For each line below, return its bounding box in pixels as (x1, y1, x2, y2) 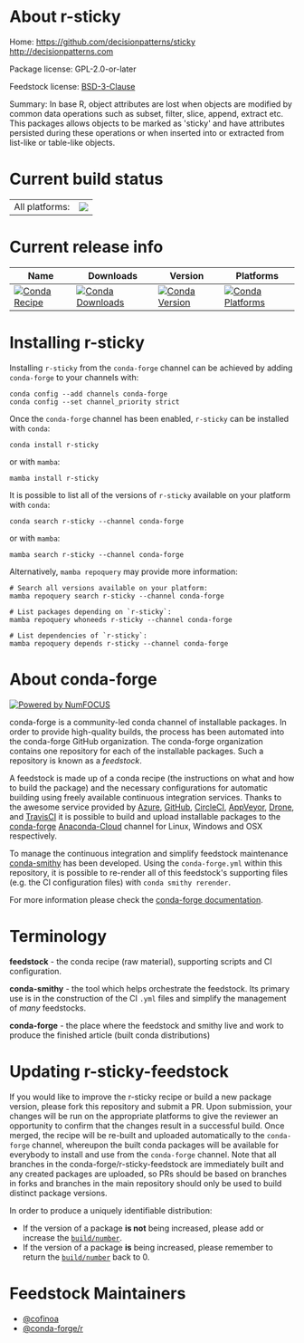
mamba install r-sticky (9, 474, 100, 483)
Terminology (9, 926, 107, 946)
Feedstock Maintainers (9, 1283, 186, 1303)
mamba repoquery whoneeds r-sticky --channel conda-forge (9, 615, 233, 624)
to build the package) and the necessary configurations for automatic (9, 782, 269, 793)
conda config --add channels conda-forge (9, 389, 168, 398)
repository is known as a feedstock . (9, 754, 143, 766)
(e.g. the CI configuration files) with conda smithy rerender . (9, 877, 231, 887)
